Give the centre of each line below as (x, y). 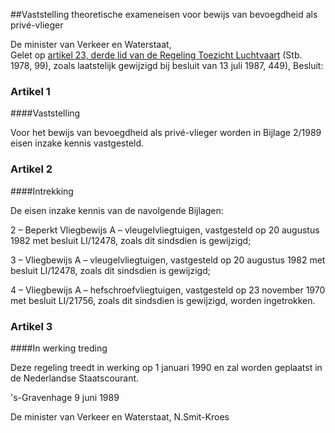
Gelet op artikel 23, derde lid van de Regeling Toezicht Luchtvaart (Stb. (156, 55)
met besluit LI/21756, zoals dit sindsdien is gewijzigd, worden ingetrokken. (163, 300)
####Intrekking (42, 191)
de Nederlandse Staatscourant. (75, 378)
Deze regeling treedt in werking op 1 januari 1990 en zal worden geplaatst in (166, 367)
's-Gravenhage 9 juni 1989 (65, 397)
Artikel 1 (30, 91)
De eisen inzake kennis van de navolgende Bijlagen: (117, 210)
